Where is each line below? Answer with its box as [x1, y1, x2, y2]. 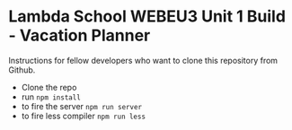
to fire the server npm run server [21, 100, 143, 111]
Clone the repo [21, 82, 77, 92]
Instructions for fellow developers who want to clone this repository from [8, 55, 279, 65]
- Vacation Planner [8, 25, 151, 46]
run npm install [21, 91, 82, 102]
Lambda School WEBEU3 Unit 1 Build [8, 6, 287, 27]
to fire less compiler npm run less [21, 110, 146, 121]
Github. [8, 65, 36, 75]
